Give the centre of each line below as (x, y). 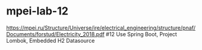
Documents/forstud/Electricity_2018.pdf (56, 34)
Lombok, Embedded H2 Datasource (50, 40)
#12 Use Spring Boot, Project (142, 34)
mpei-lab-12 (37, 11)
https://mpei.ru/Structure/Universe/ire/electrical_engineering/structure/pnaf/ (101, 28)
